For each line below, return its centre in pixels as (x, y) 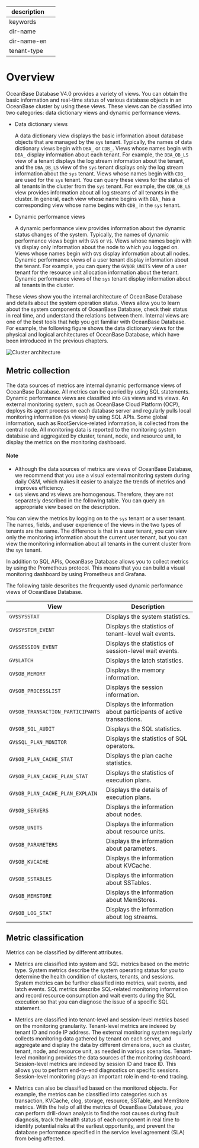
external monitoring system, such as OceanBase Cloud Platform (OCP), (93, 404)
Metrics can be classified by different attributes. (65, 952)
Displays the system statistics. (148, 617)
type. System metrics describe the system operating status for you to (99, 970)
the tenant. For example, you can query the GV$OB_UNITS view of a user (100, 266)
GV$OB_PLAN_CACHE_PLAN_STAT (49, 776)
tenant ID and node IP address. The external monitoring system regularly (103, 1032)
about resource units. (135, 831)
